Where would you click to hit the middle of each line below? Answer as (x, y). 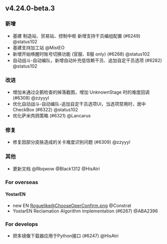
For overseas (22, 182)
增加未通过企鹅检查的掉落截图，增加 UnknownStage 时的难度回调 (81, 92)
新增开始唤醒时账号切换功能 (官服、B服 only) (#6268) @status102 (81, 54)
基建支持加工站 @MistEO (39, 47)
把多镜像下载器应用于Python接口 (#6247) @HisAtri (65, 236)
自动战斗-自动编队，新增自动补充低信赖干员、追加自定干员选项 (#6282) (87, 60)
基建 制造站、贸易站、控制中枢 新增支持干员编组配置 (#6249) (76, 36)
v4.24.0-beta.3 (30, 8)
